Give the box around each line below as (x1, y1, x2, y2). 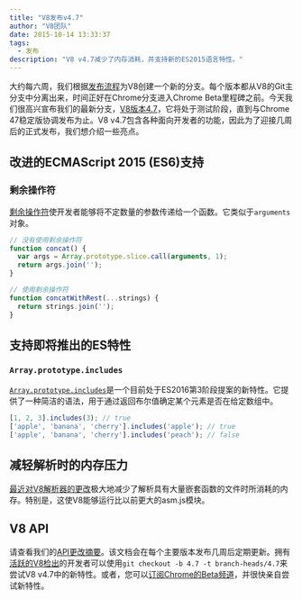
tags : (9, 38, 30, 48)
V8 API (9, 522, 50, 537)
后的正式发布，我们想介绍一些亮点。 (9, 126, 144, 136)
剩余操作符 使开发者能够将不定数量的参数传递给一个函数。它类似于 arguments (9, 206, 291, 217)
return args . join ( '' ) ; (17, 260, 103, 270)
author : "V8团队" (9, 22, 72, 31)
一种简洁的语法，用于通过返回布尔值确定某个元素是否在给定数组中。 (24, 395, 278, 406)
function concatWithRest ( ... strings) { (9, 294, 160, 303)
